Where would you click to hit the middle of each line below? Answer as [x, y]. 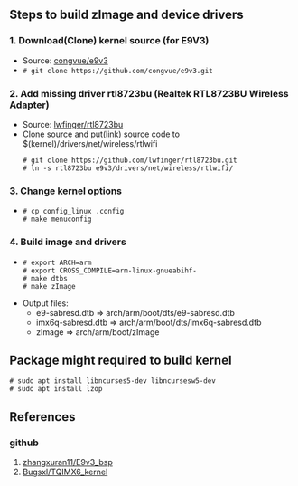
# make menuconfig [57, 219]
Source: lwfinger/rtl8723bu [73, 124]
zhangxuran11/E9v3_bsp [67, 462]
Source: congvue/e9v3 [65, 60]
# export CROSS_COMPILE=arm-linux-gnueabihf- [109, 271]
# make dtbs [45, 278]
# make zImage [49, 286]
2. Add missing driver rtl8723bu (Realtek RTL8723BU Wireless [149, 93]
